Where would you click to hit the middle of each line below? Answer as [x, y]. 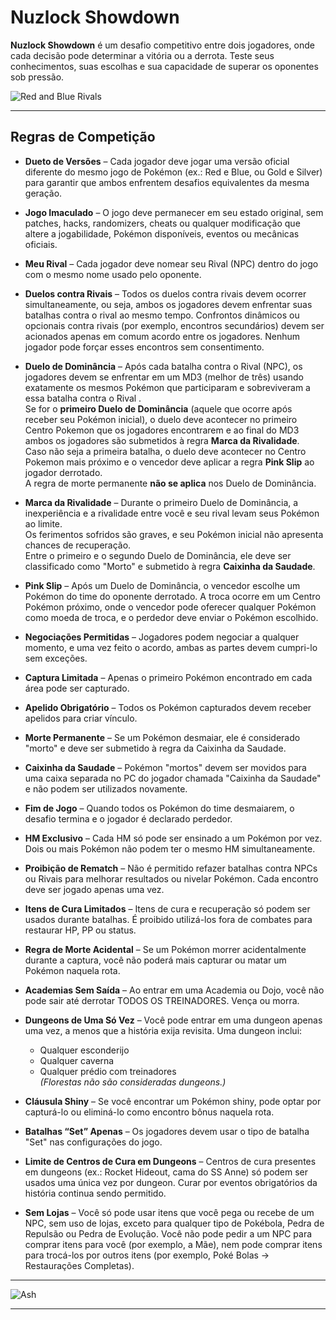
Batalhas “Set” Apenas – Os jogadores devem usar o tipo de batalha [167, 1131]
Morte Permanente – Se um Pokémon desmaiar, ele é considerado [162, 737]
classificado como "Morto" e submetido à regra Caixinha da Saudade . [170, 566]
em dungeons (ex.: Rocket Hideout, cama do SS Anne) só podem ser [166, 1172]
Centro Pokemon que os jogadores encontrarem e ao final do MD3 [162, 430]
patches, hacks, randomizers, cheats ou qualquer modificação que [162, 223]
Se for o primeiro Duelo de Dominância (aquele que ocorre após [158, 408]
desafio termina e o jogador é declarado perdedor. [128, 818]
